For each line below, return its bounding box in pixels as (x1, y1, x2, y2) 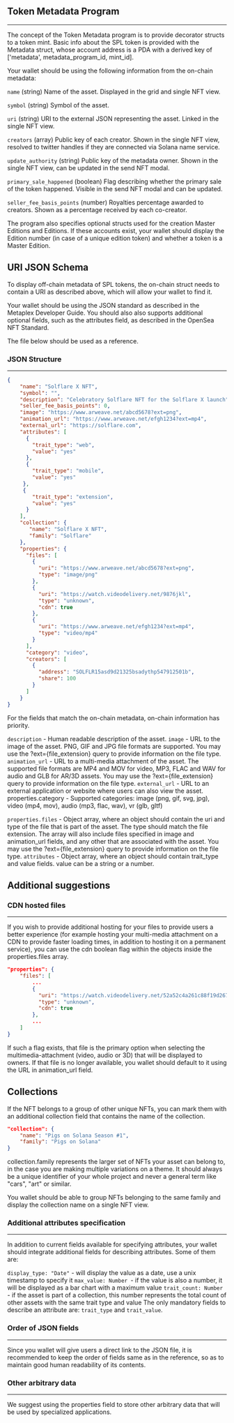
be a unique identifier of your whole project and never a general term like (7, 1172, 217, 1181)
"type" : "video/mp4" (38, 629, 98, 637)
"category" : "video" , (25, 649, 89, 656)
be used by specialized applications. (7, 1408, 112, 1416)
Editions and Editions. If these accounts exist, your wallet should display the (7, 226, 225, 234)
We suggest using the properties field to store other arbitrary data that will (7, 1401, 221, 1409)
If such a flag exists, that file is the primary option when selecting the (7, 1043, 205, 1052)
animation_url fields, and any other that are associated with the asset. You (7, 837, 219, 845)
